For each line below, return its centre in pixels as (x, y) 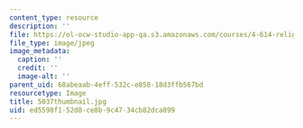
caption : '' (40, 59)
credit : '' (38, 69)
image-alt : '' (44, 77)
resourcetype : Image (48, 93)
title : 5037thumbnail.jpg (58, 101)
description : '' (40, 26)
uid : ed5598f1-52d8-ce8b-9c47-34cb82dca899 (92, 110)
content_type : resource (54, 18)
